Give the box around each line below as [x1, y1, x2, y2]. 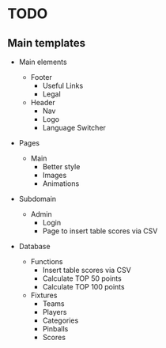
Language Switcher [42, 123, 106, 132]
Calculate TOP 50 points [42, 274, 122, 283]
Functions [30, 257, 63, 266]
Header [30, 98, 56, 107]
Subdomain [18, 195, 57, 203]
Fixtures [30, 290, 58, 300]
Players [42, 308, 67, 316]
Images [42, 171, 67, 180]
